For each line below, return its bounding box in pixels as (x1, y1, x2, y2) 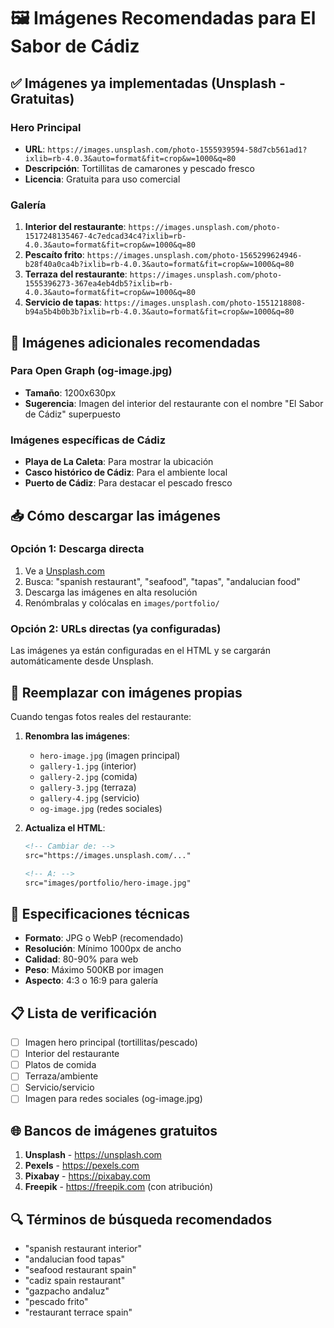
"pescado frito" (24, 1296, 89, 1308)
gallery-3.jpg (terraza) (39, 781, 137, 793)
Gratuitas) (10, 90, 75, 107)
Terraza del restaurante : (24, 268, 128, 280)
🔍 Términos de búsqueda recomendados (10, 1211, 273, 1228)
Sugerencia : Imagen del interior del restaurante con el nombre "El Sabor (24, 397, 324, 409)
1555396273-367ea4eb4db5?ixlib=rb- (24, 279, 174, 289)
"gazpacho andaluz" (24, 1285, 110, 1297)
